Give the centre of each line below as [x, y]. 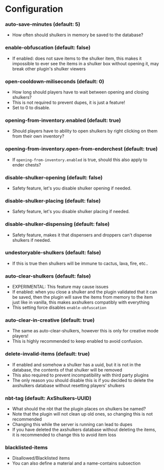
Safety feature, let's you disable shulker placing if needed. [71, 211]
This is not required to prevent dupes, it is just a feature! [69, 103]
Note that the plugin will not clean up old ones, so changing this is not [82, 414]
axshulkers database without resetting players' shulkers [68, 385]
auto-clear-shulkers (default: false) [48, 276]
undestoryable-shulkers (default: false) [53, 253]
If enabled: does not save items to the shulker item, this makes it [77, 58]
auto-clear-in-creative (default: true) [50, 320]
